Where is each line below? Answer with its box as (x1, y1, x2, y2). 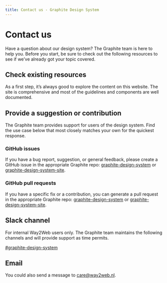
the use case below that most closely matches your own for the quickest (5, 127, 154, 133)
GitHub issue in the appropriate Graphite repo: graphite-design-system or (5, 162, 157, 168)
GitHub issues (5, 145, 40, 152)
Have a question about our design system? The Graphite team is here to (5, 45, 153, 51)
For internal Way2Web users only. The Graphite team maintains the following (5, 229, 163, 235)
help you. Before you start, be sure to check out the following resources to (5, 50, 158, 56)
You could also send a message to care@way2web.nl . (5, 272, 116, 278)
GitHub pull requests (5, 179, 56, 186)
